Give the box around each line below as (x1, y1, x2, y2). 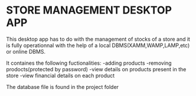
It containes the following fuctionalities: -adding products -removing (6, 59, 172, 67)
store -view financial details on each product (6, 72, 115, 79)
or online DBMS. (6, 48, 46, 55)
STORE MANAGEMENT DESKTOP (6, 4, 172, 17)
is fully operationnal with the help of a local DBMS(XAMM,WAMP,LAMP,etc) (6, 42, 190, 49)
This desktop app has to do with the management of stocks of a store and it (6, 35, 191, 42)
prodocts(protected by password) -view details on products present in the (6, 65, 187, 72)
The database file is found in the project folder (6, 83, 119, 90)
